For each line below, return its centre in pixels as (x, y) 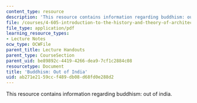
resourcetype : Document (35, 66)
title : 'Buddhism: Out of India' (47, 72)
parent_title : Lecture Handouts (45, 50)
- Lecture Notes (26, 39)
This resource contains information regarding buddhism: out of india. (89, 94)
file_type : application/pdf (40, 28)
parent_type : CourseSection (40, 55)
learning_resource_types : (38, 34)
